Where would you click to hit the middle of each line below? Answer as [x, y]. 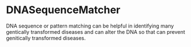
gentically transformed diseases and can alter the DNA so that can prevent [95, 32]
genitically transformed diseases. [46, 38]
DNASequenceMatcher [63, 10]
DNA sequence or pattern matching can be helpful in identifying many [90, 26]
